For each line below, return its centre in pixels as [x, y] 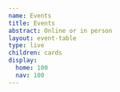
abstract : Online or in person [60, 30]
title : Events [32, 23]
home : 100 [32, 68]
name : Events [30, 16]
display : [23, 61]
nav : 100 [30, 75]
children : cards [35, 53]
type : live [26, 46]
